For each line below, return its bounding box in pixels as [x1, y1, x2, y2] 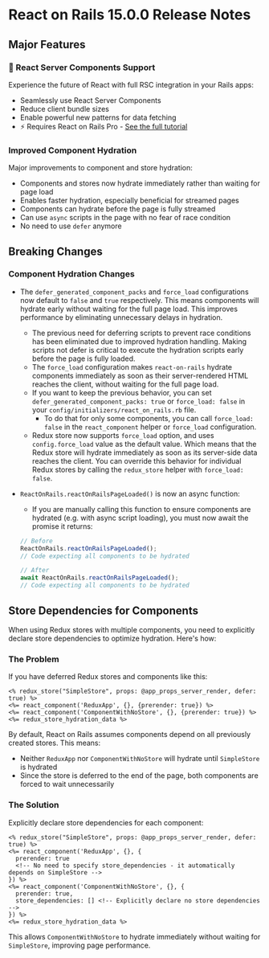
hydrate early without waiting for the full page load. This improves [19, 304, 238, 313]
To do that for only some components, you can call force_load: [43, 413, 255, 423]
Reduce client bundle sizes [19, 104, 110, 113]
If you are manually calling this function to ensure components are [31, 504, 251, 514]
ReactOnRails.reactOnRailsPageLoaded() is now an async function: [19, 489, 240, 498]
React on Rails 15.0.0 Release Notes [8, 6, 251, 24]
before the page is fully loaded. [31, 354, 136, 363]
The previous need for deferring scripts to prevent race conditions [31, 328, 251, 338]
